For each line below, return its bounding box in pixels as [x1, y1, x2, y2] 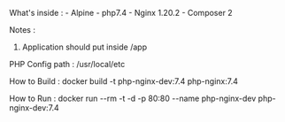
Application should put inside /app [21, 42, 148, 52]
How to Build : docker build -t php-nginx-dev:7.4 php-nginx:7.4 [9, 76, 239, 87]
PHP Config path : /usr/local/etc [9, 59, 126, 69]
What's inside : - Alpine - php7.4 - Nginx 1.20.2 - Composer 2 [9, 8, 233, 18]
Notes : [9, 25, 35, 34]
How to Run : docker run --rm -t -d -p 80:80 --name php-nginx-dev [9, 93, 257, 103]
